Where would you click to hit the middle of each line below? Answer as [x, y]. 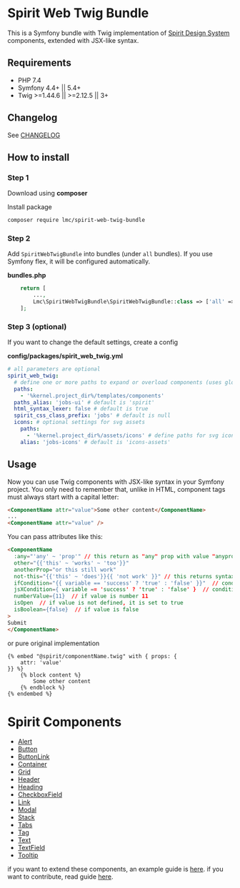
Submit [17, 622]
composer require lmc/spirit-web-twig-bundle [76, 220]
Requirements [39, 63]
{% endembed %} [30, 694]
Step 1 [18, 178]
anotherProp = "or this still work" [65, 570]
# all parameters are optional [54, 369]
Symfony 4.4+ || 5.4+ [49, 88]
